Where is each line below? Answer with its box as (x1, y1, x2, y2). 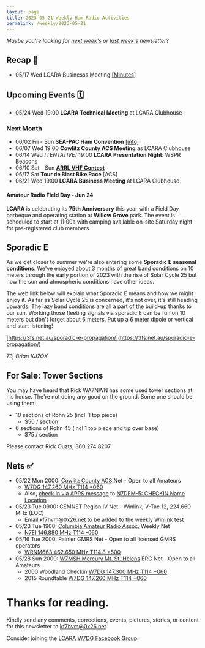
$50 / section (24, 418, 58, 426)
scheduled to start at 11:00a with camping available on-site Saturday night (6, 218, 193, 225)
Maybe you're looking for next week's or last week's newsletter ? (6, 37, 170, 45)
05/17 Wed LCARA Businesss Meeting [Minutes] (15, 71, 136, 78)
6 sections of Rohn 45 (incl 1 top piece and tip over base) (15, 424, 159, 432)
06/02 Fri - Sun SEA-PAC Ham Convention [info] (15, 138, 140, 146)
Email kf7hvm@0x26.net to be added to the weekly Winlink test (24, 516, 184, 523)
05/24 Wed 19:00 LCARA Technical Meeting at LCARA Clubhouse (15, 109, 182, 116)
